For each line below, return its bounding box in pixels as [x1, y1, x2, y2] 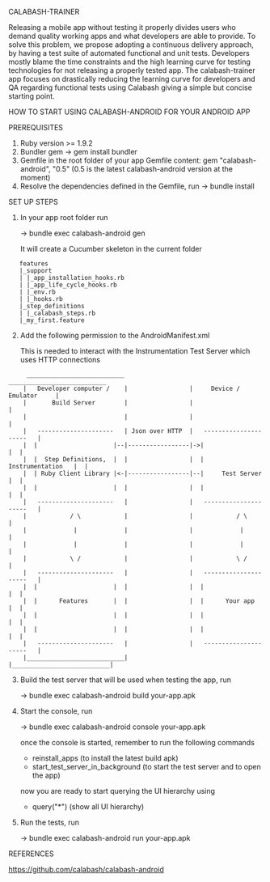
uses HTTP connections [19, 355, 101, 364]
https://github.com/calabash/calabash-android [8, 865, 164, 874]
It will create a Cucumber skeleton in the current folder [19, 244, 202, 253]
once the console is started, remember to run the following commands [19, 738, 255, 747]
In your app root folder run [19, 213, 108, 222]
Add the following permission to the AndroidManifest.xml [19, 331, 210, 340]
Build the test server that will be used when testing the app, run [19, 675, 232, 685]
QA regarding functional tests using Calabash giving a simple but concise [8, 83, 252, 92]
